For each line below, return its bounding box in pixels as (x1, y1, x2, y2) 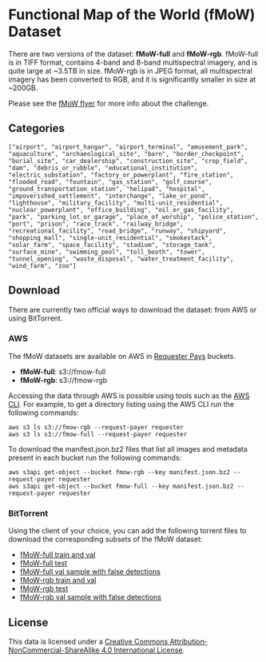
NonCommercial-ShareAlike (8, 645, 100, 655)
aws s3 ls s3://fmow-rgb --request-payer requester (8, 423, 184, 431)
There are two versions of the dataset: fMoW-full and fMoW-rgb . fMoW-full (8, 49, 259, 58)
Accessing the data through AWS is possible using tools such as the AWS (8, 390, 250, 401)
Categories (8, 122, 66, 135)
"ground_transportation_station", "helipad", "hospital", (8, 185, 205, 193)
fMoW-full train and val (19, 550, 96, 560)
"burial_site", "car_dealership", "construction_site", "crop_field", (8, 157, 248, 165)
